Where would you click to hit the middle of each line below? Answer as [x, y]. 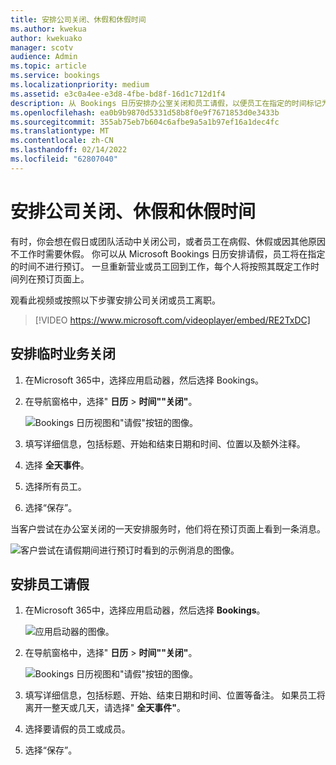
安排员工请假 [50, 584]
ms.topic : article [48, 66]
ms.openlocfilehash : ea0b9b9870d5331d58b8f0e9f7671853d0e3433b [145, 112]
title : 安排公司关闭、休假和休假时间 [78, 19]
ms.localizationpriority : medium [80, 85]
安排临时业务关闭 [63, 354]
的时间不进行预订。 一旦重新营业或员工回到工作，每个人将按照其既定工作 [160, 266]
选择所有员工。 [55, 486]
